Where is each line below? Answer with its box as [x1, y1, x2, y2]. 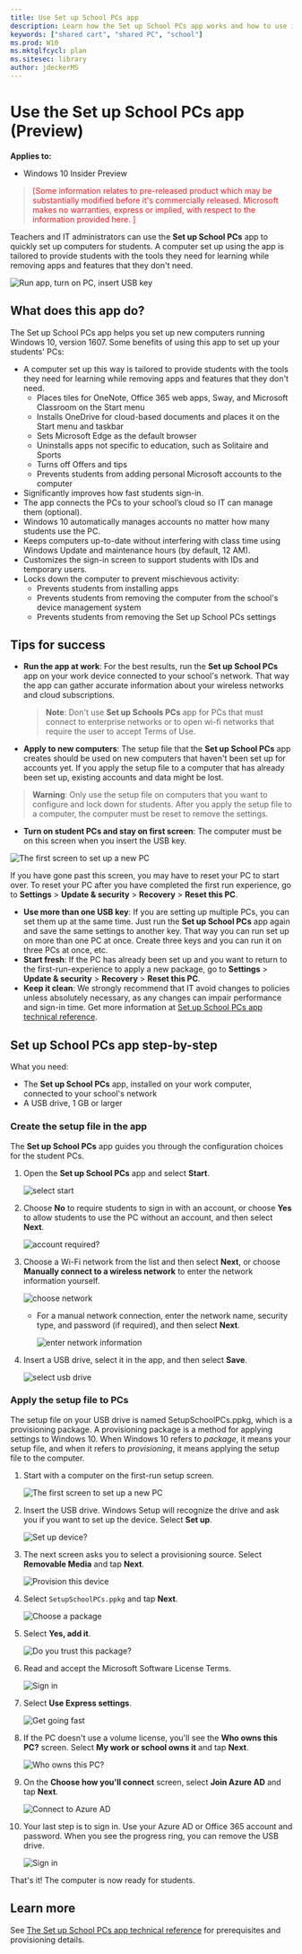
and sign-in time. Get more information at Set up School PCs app [22, 1002, 263, 1013]
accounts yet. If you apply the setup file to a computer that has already [22, 763, 285, 773]
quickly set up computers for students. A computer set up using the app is [10, 240, 285, 251]
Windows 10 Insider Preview [22, 168, 128, 179]
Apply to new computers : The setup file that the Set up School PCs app [22, 744, 291, 755]
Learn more [10, 1901, 76, 1916]
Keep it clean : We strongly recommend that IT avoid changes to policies [22, 983, 290, 994]
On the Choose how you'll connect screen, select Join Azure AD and [22, 1776, 281, 1787]
